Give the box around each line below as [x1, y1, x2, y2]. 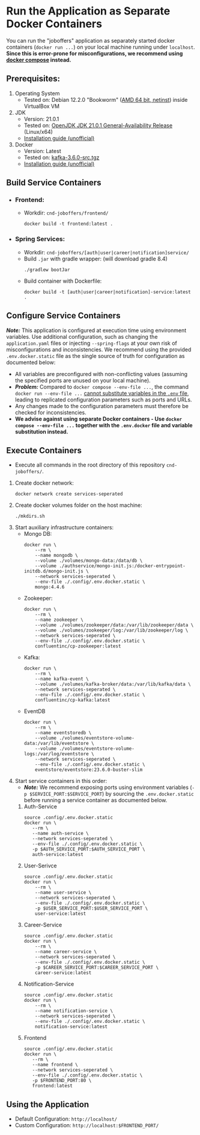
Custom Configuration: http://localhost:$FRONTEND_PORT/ [14, 1122, 159, 1129]
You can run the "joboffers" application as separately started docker [6, 37, 175, 44]
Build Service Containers [6, 178, 102, 188]
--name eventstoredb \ [35, 730, 92, 736]
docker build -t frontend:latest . [23, 221, 113, 227]
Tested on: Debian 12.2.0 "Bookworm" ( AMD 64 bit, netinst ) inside [23, 96, 188, 103]
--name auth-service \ [32, 831, 89, 837]
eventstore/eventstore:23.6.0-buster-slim [35, 767, 143, 773]
